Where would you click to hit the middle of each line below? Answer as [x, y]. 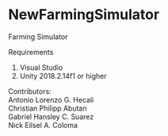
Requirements [31, 52]
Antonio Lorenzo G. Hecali [51, 99]
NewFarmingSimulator [84, 15]
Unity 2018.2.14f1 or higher [63, 76]
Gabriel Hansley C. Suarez [51, 116]
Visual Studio [41, 67]
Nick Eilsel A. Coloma [43, 125]
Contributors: [30, 91]
